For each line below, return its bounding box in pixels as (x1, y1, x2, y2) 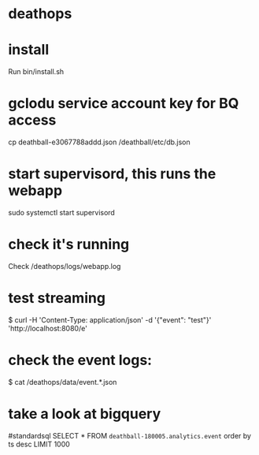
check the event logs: (8, 352, 152, 369)
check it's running (8, 236, 130, 253)
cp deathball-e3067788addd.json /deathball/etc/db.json (8, 137, 191, 147)
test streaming (8, 289, 106, 308)
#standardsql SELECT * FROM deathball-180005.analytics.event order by (8, 431, 252, 440)
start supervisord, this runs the (8, 165, 216, 183)
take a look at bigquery (8, 405, 161, 423)
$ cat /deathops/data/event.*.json (8, 377, 117, 386)
